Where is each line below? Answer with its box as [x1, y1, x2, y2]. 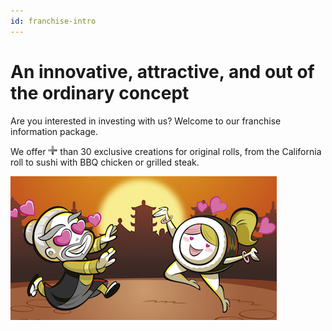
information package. [10, 125, 98, 137]
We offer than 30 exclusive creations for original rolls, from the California [10, 145, 322, 157]
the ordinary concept [10, 81, 190, 104]
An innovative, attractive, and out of [10, 60, 315, 83]
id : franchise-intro [10, 16, 97, 26]
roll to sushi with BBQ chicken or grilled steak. [10, 156, 200, 168]
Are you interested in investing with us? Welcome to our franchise [10, 115, 282, 127]
